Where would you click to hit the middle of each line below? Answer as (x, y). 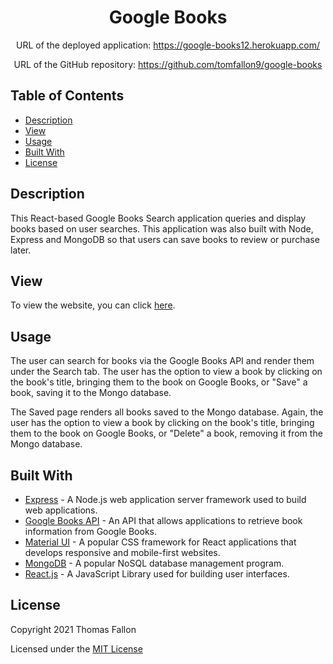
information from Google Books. (90, 531)
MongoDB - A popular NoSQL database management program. (154, 563)
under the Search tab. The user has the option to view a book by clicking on (166, 372)
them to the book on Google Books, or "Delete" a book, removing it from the (166, 433)
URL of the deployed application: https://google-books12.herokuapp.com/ (168, 45)
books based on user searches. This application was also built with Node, (162, 228)
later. (21, 250)
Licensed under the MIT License (76, 648)
